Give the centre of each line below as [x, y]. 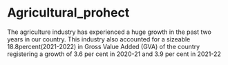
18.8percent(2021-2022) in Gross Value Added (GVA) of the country [104, 46]
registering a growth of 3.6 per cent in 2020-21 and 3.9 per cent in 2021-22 [114, 54]
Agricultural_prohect [68, 13]
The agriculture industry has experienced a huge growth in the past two [110, 32]
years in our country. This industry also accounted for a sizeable [99, 39]
